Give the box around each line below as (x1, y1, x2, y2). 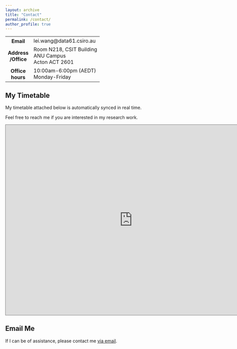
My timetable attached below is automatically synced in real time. (5, 104, 142, 111)
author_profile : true (5, 21, 51, 27)
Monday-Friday (33, 74, 71, 81)
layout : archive (5, 7, 39, 13)
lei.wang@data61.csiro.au (33, 38, 96, 45)
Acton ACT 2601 (33, 59, 74, 66)
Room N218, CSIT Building (33, 46, 98, 53)
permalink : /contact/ (5, 17, 51, 22)
